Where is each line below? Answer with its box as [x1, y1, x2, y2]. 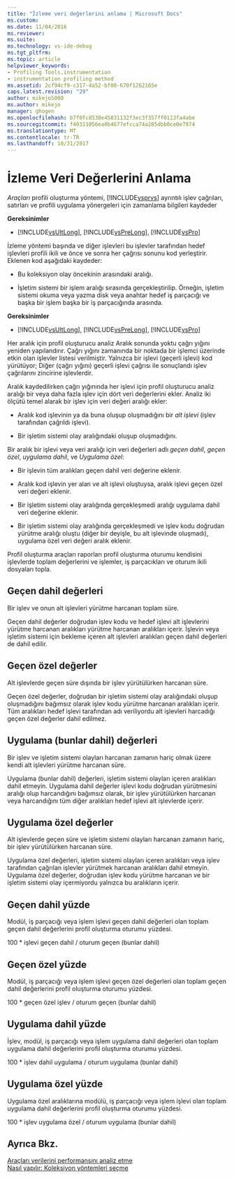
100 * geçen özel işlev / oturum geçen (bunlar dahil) [7, 998, 156, 1006]
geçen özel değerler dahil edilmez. [7, 714, 107, 722]
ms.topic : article [7, 56, 61, 63]
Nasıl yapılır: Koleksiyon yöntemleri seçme [7, 1164, 129, 1172]
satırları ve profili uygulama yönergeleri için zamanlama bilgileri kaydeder [7, 201, 217, 210]
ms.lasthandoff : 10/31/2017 [7, 141, 89, 148]
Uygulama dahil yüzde [7, 1018, 107, 1030]
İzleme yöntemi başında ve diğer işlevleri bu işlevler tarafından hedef [7, 242, 205, 250]
